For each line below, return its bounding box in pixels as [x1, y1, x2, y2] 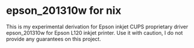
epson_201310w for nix [6, 4, 122, 17]
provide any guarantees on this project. [6, 35, 101, 42]
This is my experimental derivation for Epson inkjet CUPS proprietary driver [6, 23, 188, 30]
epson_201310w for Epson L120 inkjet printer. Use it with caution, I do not [6, 29, 183, 36]
